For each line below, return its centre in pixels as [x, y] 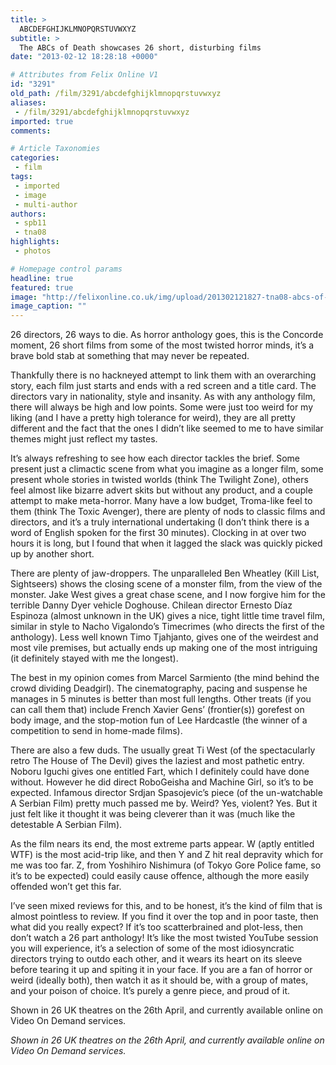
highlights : [35, 242]
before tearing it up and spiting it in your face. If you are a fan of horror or [161, 970]
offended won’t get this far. [66, 887]
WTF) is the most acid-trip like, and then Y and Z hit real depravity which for [167, 855]
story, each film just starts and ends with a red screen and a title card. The [163, 386]
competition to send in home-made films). [96, 731]
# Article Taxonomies [55, 149]
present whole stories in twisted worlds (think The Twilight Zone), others [159, 480]
